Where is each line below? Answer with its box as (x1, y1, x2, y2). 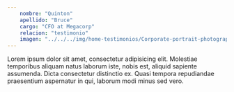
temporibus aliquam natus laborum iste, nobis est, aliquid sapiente (7, 62, 197, 71)
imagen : (19, 36, 42, 43)
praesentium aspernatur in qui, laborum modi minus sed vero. (7, 77, 184, 85)
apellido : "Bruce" (19, 17, 73, 24)
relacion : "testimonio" (19, 29, 89, 37)
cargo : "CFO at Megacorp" (19, 23, 95, 30)
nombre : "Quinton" (19, 10, 73, 17)
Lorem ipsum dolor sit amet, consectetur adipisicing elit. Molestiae (7, 55, 198, 63)
